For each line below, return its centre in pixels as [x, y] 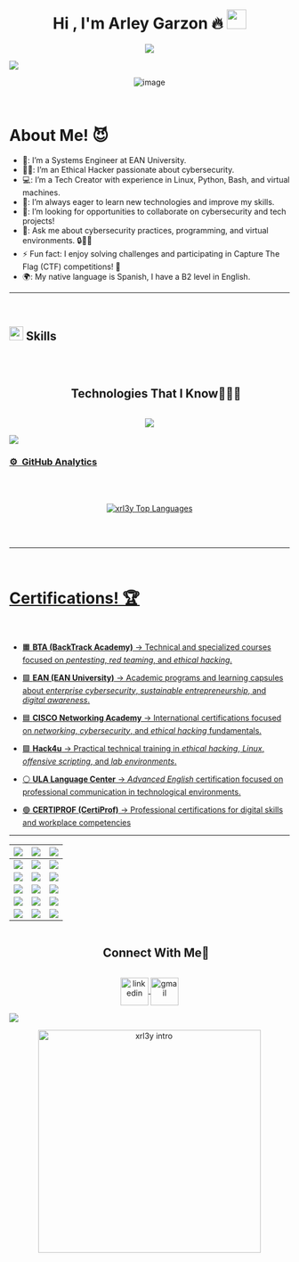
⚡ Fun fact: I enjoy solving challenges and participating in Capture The [151, 253]
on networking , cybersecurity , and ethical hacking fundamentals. [142, 730]
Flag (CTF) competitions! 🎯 [72, 266]
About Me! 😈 [59, 136]
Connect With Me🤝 [156, 953]
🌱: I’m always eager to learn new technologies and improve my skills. [148, 201]
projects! [38, 221]
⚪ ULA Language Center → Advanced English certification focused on [153, 779]
